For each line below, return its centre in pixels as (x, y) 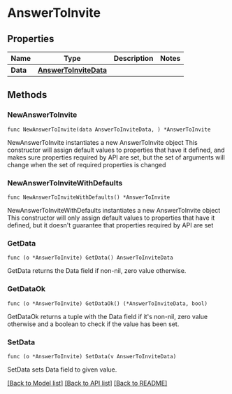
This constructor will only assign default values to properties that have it (111, 218)
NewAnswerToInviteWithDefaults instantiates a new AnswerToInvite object (114, 210)
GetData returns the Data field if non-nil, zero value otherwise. (97, 271)
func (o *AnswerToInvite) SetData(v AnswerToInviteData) (92, 356)
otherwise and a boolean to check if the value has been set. (93, 324)
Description (133, 58)
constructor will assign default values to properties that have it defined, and (116, 150)
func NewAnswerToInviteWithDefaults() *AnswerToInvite (89, 197)
